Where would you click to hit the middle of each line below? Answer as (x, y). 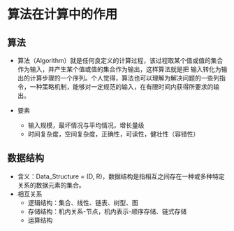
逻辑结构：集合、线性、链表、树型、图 (83, 202)
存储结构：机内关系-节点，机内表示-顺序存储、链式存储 (107, 211)
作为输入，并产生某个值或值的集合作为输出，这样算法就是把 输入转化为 (119, 69)
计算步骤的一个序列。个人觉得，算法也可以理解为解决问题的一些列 (125, 78)
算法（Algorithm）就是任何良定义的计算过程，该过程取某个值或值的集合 (120, 61)
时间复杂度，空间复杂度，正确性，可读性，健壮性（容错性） (114, 134)
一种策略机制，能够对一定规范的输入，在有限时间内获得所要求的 (122, 87)
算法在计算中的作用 (63, 14)
